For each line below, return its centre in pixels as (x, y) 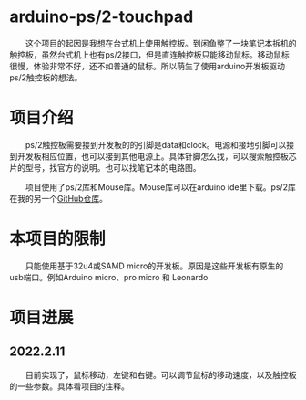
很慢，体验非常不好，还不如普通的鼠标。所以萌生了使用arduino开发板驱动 (147, 66)
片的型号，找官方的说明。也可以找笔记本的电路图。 (105, 167)
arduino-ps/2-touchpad (102, 17)
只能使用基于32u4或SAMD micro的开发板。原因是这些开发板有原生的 (155, 266)
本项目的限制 (58, 239)
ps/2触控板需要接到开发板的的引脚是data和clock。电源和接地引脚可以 (156, 144)
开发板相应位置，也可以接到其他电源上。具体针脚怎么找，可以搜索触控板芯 (157, 156)
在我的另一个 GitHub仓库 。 (58, 198)
